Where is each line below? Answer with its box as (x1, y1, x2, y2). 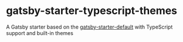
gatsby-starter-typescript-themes (6, 4, 178, 17)
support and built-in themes (6, 29, 73, 36)
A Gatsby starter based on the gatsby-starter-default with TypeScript (6, 23, 173, 30)
